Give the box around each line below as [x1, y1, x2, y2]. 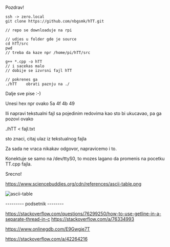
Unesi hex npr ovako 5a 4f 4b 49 [5, 100, 75, 107]
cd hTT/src [5, 41, 29, 46]
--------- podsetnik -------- [5, 201, 64, 207]
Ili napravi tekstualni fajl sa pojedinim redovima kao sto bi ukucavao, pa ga [5, 110, 162, 116]
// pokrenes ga [5, 77, 38, 82]
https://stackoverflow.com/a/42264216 [5, 236, 88, 242]
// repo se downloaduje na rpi [5, 28, 72, 33]
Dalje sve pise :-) [5, 91, 41, 96]
